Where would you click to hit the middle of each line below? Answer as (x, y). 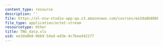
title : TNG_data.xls (26, 32)
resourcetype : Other (26, 27)
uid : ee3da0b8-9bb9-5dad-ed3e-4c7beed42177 (50, 36)
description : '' (21, 14)
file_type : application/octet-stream (43, 23)
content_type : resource (29, 9)
